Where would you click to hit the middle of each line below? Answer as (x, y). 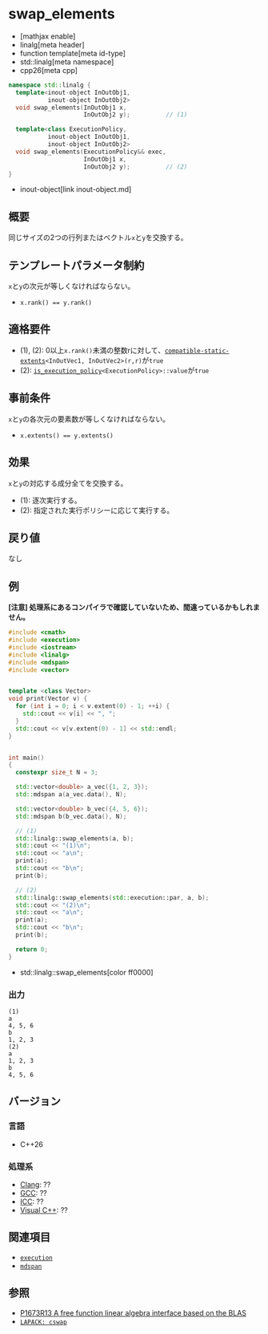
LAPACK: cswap (43, 1322)
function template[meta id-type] (73, 53)
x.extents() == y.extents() (66, 435)
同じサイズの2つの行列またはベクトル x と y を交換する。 (98, 238)
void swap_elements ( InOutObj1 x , (71, 108)
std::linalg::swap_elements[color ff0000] (86, 972)
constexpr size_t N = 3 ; (57, 773)
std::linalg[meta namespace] (67, 62)
